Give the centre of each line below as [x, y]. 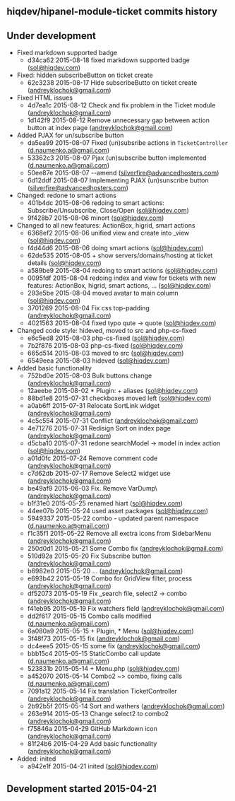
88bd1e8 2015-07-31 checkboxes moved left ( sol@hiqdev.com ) [119, 398]
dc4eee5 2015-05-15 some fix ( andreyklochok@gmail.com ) [114, 646]
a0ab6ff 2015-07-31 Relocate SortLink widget [94, 406]
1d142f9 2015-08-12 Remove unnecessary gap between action [118, 120]
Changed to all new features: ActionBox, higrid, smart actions [106, 226]
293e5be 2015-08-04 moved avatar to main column [103, 293]
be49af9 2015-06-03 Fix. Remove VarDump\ [92, 489]
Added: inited [36, 759]
